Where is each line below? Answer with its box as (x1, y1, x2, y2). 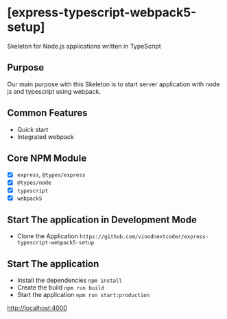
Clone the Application (16, 232, 79, 240)
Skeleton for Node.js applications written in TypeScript (7, 42, 161, 50)
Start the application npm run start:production (16, 291, 150, 299)
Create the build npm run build (16, 283, 104, 292)
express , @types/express (16, 170, 86, 179)
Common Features (7, 107, 88, 119)
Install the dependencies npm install (16, 276, 122, 285)
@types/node (16, 179, 51, 186)
